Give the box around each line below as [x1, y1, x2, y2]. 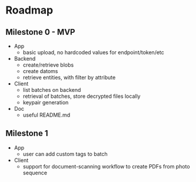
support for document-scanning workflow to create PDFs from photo [22, 163, 190, 170]
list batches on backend [22, 87, 81, 93]
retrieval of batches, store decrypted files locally [22, 92, 141, 100]
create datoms [22, 68, 58, 74]
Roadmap [5, 4, 54, 17]
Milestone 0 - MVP [5, 27, 75, 37]
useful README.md [22, 111, 71, 118]
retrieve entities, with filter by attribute [22, 74, 116, 81]
